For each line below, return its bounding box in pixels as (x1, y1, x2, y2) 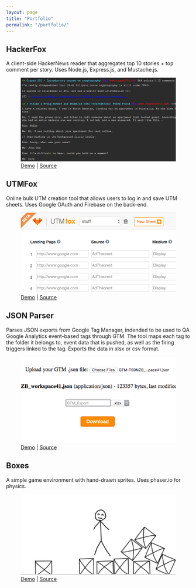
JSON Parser (6, 311, 54, 321)
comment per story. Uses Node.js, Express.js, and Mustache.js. (6, 66, 159, 73)
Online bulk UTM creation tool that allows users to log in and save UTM (6, 194, 177, 202)
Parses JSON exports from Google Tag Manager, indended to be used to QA (6, 326, 190, 333)
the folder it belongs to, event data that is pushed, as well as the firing (6, 339, 174, 346)
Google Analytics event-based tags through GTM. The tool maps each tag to (6, 332, 190, 340)
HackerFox (6, 44, 47, 54)
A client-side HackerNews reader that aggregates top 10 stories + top (6, 60, 174, 67)
